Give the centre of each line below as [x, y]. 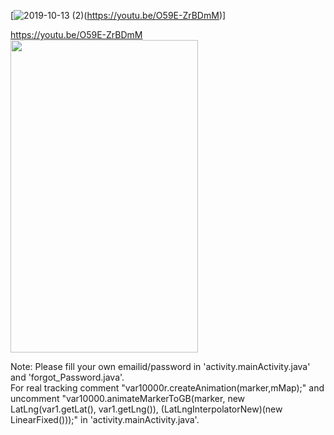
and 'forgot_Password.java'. [67, 377]
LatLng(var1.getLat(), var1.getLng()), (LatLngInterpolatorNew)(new [146, 409]
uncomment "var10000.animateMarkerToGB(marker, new [128, 398]
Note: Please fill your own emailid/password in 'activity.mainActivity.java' [160, 366]
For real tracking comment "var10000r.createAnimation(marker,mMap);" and [167, 388]
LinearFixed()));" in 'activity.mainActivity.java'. [105, 419]
